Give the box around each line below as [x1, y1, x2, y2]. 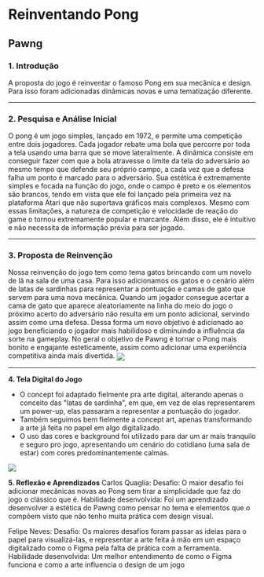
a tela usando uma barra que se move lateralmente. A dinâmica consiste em [8, 148, 254, 158]
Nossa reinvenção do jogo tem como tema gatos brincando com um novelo [8, 268, 252, 277]
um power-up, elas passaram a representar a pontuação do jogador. [19, 406, 241, 415]
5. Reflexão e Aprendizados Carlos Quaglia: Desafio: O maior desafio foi [8, 477, 244, 488]
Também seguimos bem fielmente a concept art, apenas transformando [19, 414, 253, 424]
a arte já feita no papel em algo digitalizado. [19, 422, 162, 433]
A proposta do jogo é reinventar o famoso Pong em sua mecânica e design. [8, 78, 253, 87]
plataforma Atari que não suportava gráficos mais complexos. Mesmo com [8, 198, 250, 207]
